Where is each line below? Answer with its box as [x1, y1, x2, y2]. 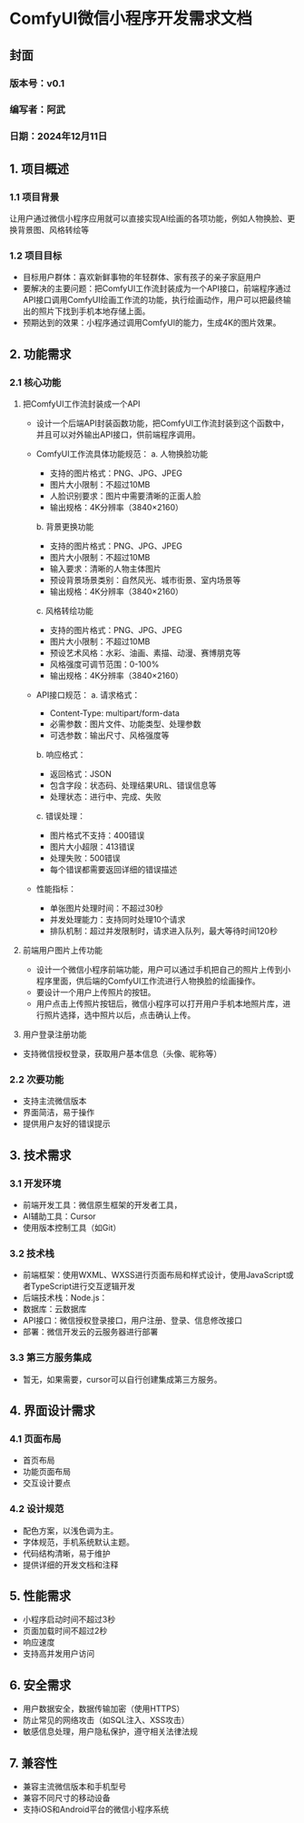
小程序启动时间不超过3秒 [22, 1614, 116, 1625]
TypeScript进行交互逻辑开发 [30, 1281, 136, 1292]
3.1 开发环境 [9, 1177, 62, 1190]
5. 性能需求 [9, 1588, 71, 1604]
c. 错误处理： [35, 811, 86, 821]
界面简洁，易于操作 [22, 1107, 95, 1118]
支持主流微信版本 [22, 1095, 87, 1106]
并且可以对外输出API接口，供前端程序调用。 [35, 429, 201, 440]
